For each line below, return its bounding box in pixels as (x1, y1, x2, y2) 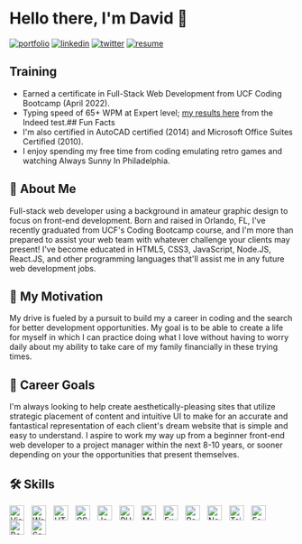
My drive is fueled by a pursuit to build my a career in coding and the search (9, 313, 293, 324)
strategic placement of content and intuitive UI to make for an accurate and (9, 410, 288, 422)
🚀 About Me (9, 181, 77, 197)
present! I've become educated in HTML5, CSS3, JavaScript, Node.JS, (9, 244, 272, 254)
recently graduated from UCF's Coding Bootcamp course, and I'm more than (9, 225, 294, 235)
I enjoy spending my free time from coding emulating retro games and (22, 145, 282, 156)
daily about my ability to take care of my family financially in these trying (9, 342, 279, 353)
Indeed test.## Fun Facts (22, 116, 115, 127)
